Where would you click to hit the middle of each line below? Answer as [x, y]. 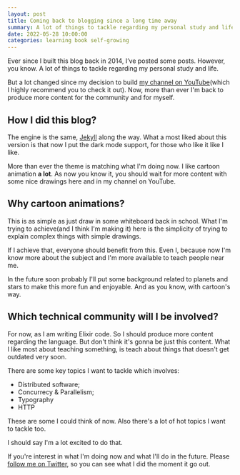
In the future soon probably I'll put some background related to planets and [118, 279]
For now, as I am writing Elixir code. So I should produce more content [110, 334]
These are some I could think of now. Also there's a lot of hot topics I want [116, 421]
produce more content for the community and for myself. [91, 98]
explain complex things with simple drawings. [74, 236]
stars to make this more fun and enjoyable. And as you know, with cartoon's [119, 286]
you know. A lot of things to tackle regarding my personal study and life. [113, 69]
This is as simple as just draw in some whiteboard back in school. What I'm [118, 221]
